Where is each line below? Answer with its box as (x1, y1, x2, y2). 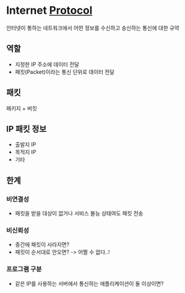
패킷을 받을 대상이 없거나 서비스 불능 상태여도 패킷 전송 (14, 210, 144, 217)
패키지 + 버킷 (6, 105, 37, 112)
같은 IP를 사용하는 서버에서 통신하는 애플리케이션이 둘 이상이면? (14, 280, 164, 287)
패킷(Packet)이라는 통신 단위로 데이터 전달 (14, 68, 115, 75)
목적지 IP (14, 149, 37, 156)
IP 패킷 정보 (6, 124, 47, 134)
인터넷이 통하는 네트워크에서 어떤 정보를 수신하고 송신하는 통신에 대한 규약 (6, 24, 180, 31)
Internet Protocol (6, 4, 92, 17)
